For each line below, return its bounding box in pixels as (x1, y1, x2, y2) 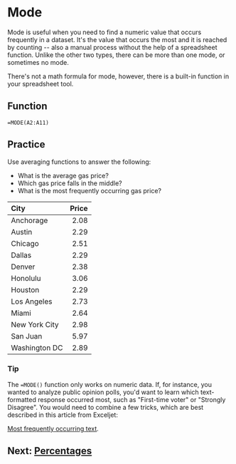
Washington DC (11, 343, 63, 353)
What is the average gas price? (17, 171, 109, 180)
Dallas (11, 250, 32, 260)
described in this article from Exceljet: (7, 411, 119, 419)
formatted (7, 395, 37, 403)
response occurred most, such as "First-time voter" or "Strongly (38, 395, 226, 403)
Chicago (11, 238, 39, 248)
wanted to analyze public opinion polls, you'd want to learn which (7, 388, 199, 396)
